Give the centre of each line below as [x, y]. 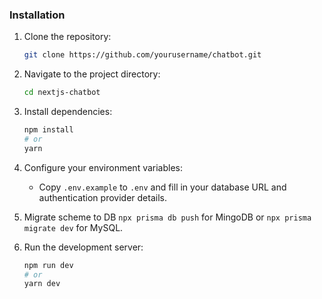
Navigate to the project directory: [92, 74]
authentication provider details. [102, 197]
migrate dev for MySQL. [73, 227]
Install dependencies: [68, 112]
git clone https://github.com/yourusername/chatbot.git [142, 55]
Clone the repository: [67, 37]
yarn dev [42, 284]
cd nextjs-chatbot [62, 93]
